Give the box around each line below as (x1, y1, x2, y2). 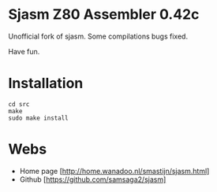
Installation (8, 75, 84, 92)
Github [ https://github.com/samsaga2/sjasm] (19, 175, 166, 184)
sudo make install (8, 114, 69, 122)
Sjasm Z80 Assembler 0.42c (8, 6, 200, 24)
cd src (8, 100, 30, 108)
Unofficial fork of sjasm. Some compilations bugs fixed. (8, 31, 188, 41)
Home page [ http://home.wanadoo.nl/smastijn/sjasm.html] (19, 166, 210, 175)
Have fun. (8, 46, 40, 56)
